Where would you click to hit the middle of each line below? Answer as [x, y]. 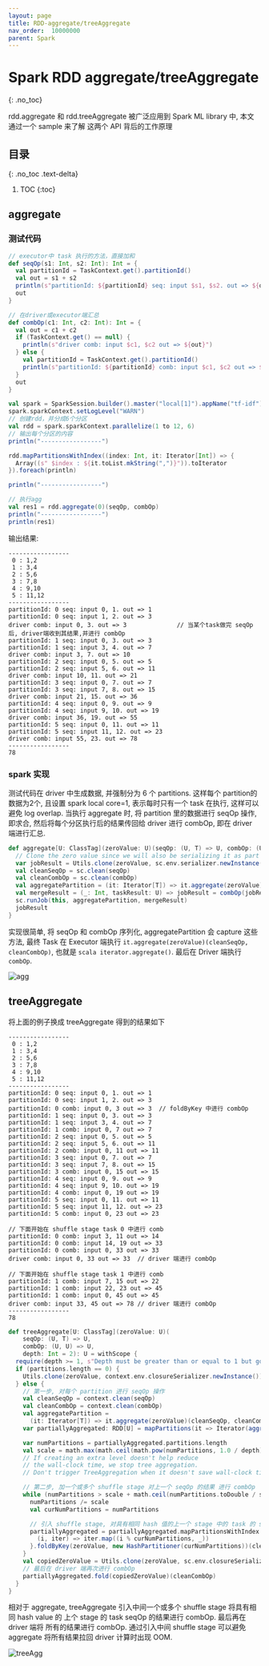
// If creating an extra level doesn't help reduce [110, 1458]
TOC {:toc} [38, 189]
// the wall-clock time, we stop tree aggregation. [110, 1465]
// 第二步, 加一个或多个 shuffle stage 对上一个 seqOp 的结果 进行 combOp [139, 1487]
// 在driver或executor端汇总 [54, 315]
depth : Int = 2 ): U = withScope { [80, 1354]
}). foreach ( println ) [43, 471]
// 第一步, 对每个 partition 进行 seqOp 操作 [94, 1391]
